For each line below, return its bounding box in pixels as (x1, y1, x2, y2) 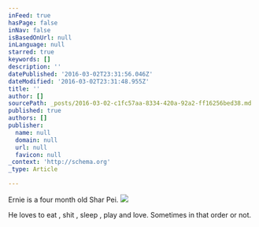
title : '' (8, 84, 41, 93)
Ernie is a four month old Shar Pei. (8, 195, 119, 204)
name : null (15, 128, 51, 136)
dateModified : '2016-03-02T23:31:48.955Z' (8, 77, 150, 85)
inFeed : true (8, 11, 51, 20)
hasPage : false (8, 19, 58, 27)
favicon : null (15, 151, 61, 158)
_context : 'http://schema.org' (8, 158, 111, 166)
